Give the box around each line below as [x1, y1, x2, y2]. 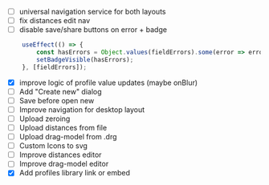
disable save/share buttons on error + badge [18, 25, 168, 34]
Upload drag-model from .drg [18, 132, 117, 142]
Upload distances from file [18, 123, 108, 132]
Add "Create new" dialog [18, 86, 102, 96]
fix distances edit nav [18, 16, 90, 26]
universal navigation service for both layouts [18, 7, 166, 16]
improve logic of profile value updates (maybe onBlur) [18, 78, 198, 87]
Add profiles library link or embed [18, 168, 130, 178]
